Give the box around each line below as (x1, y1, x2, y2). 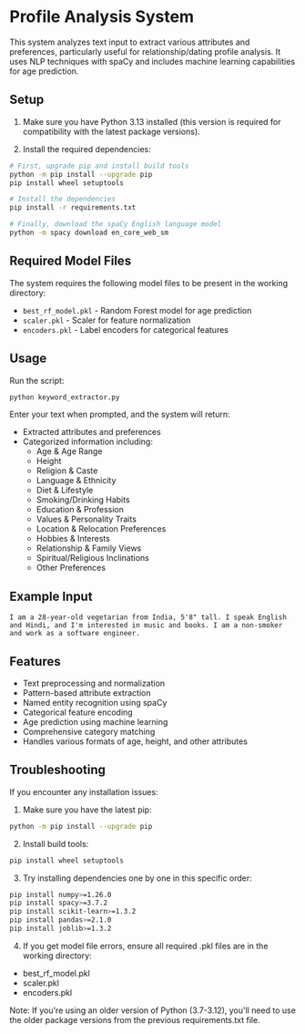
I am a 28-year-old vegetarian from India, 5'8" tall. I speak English (9, 613, 287, 622)
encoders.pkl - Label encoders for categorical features (22, 324, 229, 335)
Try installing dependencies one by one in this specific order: (22, 873, 252, 884)
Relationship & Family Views (36, 543, 142, 553)
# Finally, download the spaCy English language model (9, 220, 222, 229)
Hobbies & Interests (36, 533, 111, 544)
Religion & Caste (36, 465, 98, 476)
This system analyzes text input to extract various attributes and (9, 36, 250, 47)
